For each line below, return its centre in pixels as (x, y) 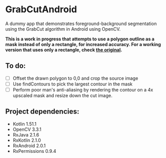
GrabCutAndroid (41, 9)
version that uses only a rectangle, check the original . (64, 50)
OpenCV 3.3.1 (27, 129)
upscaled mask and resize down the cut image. (63, 95)
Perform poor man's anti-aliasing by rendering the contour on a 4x (83, 89)
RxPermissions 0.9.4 (34, 151)
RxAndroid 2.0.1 (29, 145)
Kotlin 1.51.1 (25, 124)
